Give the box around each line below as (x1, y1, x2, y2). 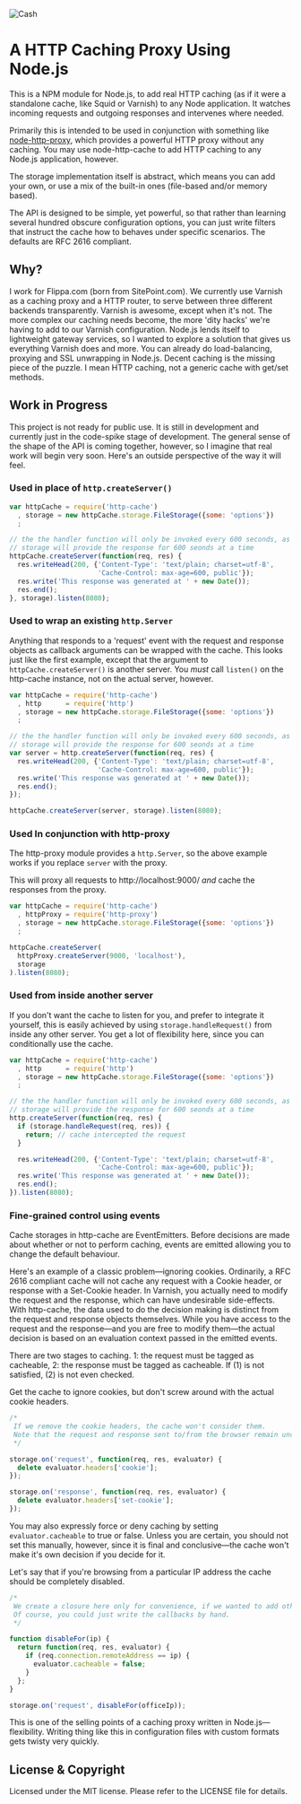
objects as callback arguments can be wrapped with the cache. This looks (9, 644, 284, 655)
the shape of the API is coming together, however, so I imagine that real (9, 440, 273, 451)
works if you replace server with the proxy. (9, 858, 168, 868)
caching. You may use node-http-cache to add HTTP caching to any (9, 144, 262, 154)
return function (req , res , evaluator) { (17, 1643, 170, 1652)
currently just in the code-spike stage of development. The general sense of (9, 431, 291, 441)
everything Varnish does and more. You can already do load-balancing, (9, 343, 272, 353)
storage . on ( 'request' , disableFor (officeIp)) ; (9, 1701, 186, 1710)
